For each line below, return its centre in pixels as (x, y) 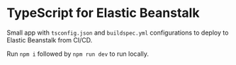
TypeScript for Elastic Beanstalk (103, 13)
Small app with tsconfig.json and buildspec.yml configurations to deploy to (118, 32)
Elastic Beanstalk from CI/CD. (50, 40)
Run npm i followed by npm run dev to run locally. (78, 54)
